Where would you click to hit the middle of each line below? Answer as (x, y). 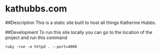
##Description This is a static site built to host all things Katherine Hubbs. (81, 22)
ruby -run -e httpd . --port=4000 (41, 46)
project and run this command (36, 37)
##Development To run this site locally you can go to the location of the (79, 32)
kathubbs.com (36, 9)
